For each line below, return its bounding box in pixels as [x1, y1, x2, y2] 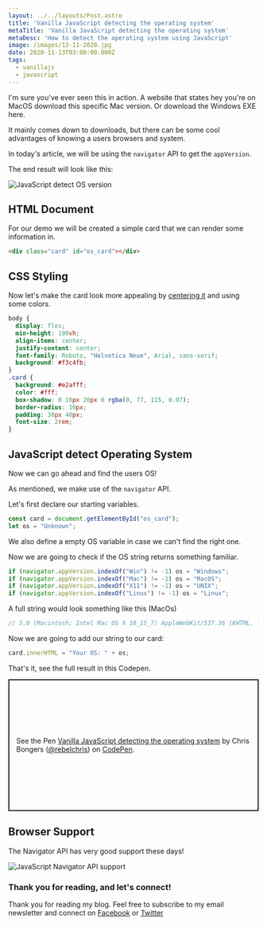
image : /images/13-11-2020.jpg [8, 41, 112, 49]
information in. [8, 232, 56, 242]
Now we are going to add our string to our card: [8, 634, 164, 643]
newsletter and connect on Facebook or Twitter [8, 908, 164, 918]
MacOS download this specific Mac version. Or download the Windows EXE [8, 101, 257, 111]
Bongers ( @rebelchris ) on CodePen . [16, 744, 135, 754]
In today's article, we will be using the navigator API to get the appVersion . [8, 149, 252, 158]
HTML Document [8, 203, 95, 216]
